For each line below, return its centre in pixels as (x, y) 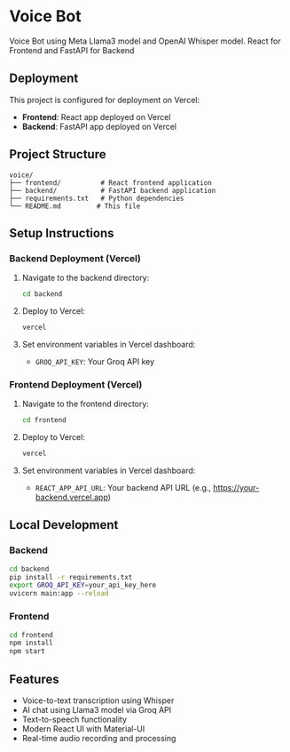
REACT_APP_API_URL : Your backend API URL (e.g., (123, 488)
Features (34, 679)
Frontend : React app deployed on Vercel (96, 116)
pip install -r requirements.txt (71, 577)
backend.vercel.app (71, 497)
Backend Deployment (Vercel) (75, 258)
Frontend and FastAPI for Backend (72, 50)
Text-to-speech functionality (74, 719)
